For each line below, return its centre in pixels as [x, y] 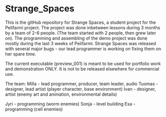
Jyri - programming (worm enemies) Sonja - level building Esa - [70, 104]
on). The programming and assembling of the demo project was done [76, 38]
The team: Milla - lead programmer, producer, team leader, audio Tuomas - [82, 84]
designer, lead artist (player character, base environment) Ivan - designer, [81, 89]
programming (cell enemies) [34, 109]
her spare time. [21, 54]
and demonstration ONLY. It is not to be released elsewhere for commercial [82, 69]
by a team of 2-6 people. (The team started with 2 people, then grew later [81, 33]
